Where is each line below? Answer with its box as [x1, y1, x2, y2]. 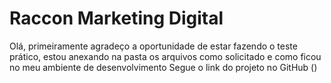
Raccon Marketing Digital [9, 7, 224, 30]
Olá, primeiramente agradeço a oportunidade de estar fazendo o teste [9, 40, 298, 52]
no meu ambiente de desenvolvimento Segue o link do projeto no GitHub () [9, 61, 318, 73]
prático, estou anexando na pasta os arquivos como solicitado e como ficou [9, 50, 322, 62]
